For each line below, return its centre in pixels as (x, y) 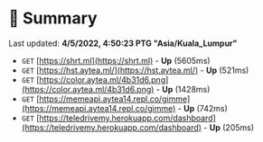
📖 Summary (53, 18)
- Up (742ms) (202, 108)
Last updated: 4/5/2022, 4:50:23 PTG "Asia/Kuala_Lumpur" (123, 43)
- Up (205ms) (229, 127)
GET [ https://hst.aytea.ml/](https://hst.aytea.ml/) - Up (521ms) (135, 70)
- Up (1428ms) (183, 89)
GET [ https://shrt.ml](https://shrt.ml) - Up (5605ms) (116, 60)
